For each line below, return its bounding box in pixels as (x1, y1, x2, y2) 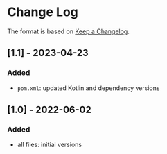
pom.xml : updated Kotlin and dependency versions (17, 84, 160, 92)
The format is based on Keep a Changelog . (7, 27, 130, 35)
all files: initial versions (17, 140, 82, 149)
